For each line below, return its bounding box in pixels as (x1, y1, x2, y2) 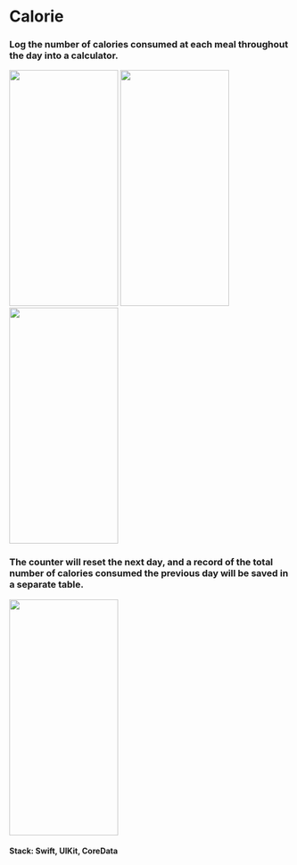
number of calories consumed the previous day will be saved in (9, 567, 289, 580)
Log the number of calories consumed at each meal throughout (9, 38, 288, 51)
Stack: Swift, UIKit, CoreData (9, 845, 119, 856)
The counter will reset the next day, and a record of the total (9, 556, 274, 569)
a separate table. (9, 579, 85, 591)
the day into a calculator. (9, 49, 119, 62)
